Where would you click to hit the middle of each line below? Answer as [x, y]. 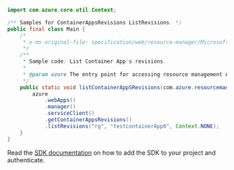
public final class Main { [46, 29]
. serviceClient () [70, 114]
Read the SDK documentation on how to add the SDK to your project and [111, 153]
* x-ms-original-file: [56, 42]
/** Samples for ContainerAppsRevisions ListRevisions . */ [95, 22]
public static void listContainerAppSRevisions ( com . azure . [107, 87]
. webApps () [60, 100]
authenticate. [26, 160]
